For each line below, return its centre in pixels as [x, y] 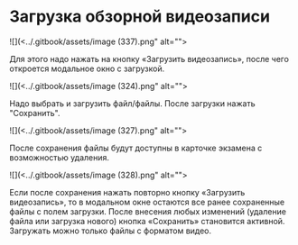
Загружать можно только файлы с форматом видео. [111, 231]
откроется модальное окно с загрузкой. [87, 68]
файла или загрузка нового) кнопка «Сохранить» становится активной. [147, 221]
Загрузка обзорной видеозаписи [140, 17]
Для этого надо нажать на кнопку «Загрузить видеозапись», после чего [149, 59]
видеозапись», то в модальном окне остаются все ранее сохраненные [147, 202]
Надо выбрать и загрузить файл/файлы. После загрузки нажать [132, 103]
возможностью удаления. [60, 157]
